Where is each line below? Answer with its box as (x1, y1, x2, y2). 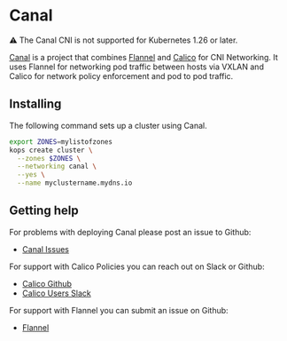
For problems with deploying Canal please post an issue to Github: (9, 226, 252, 237)
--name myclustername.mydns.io (17, 178, 133, 187)
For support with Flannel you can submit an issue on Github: (9, 305, 229, 315)
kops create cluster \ (9, 146, 93, 155)
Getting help (9, 203, 79, 218)
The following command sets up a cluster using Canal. (9, 120, 207, 131)
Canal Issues (21, 243, 69, 254)
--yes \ (17, 170, 46, 179)
